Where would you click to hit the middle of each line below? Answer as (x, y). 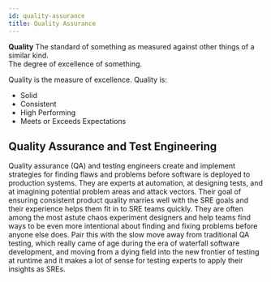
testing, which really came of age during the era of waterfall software (124, 243)
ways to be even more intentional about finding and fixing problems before (133, 226)
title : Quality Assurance (52, 23)
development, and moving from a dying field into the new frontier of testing (134, 252)
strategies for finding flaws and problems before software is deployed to (129, 174)
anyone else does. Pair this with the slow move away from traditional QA (129, 235)
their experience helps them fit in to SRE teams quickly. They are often (126, 209)
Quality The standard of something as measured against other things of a (131, 46)
